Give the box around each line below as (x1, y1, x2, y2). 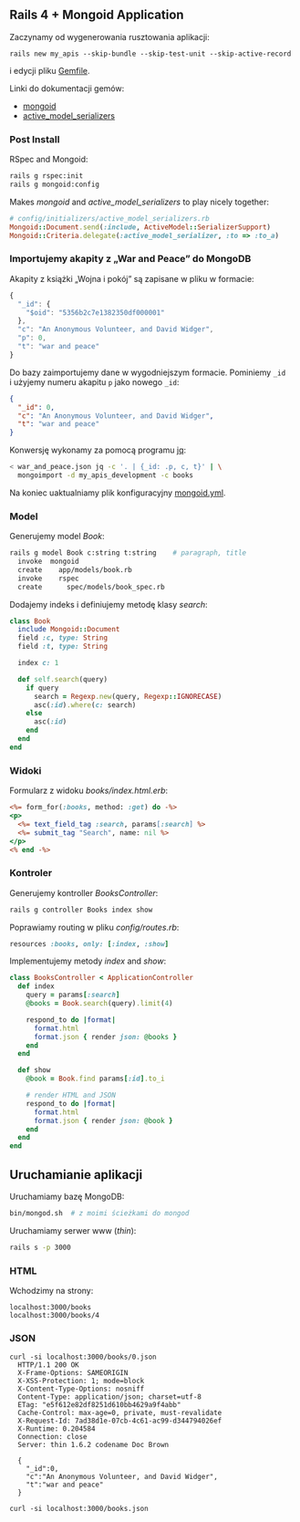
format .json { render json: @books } (33, 1032, 178, 1041)
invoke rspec (17, 574, 79, 583)
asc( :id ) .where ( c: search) (33, 700, 137, 710)
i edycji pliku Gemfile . (9, 65, 90, 76)
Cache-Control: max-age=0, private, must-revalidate (17, 1409, 222, 1418)
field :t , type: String (17, 642, 108, 652)
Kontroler (9, 867, 53, 880)
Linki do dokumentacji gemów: (9, 82, 125, 94)
